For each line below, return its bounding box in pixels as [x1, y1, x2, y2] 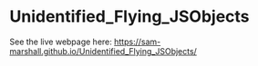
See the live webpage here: [9, 36, 112, 47]
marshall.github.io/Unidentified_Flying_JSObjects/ [9, 45, 198, 56]
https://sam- [113, 36, 161, 47]
